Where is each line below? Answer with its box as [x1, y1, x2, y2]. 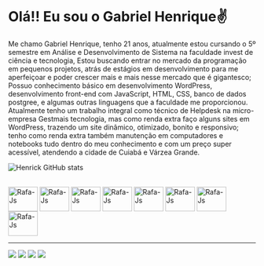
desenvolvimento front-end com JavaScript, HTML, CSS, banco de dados [8, 89, 247, 98]
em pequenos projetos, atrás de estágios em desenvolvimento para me [8, 64, 239, 73]
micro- [232, 105, 255, 115]
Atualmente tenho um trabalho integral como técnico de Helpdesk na [8, 105, 231, 115]
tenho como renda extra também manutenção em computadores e [8, 130, 224, 140]
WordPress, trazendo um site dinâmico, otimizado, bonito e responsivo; [8, 122, 240, 132]
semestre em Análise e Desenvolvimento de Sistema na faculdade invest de [8, 47, 254, 56]
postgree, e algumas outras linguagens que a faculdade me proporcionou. [8, 97, 248, 107]
